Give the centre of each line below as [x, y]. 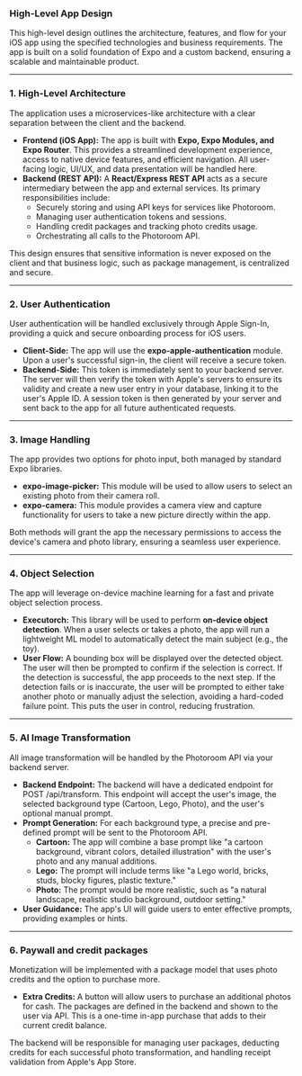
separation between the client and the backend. [98, 122]
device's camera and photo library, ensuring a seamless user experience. [145, 542]
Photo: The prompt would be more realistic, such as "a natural [151, 890]
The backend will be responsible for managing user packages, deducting [145, 1043]
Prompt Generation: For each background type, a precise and [138, 822]
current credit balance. [65, 1026]
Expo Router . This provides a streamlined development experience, [147, 149]
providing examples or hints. [75, 918]
